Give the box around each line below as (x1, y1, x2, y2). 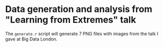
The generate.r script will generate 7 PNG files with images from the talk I (5, 30, 158, 36)
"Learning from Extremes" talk (5, 14, 136, 25)
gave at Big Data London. (5, 36, 58, 42)
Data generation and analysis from (5, 3, 152, 15)
